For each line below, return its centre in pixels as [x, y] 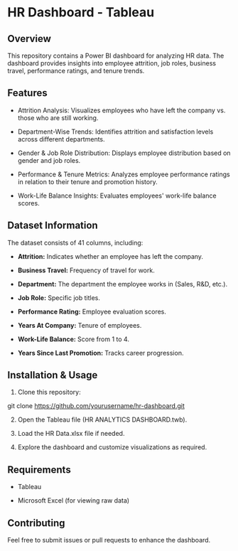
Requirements [39, 470]
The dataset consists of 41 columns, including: [75, 242]
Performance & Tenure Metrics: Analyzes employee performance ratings [124, 174]
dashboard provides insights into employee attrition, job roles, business [112, 63]
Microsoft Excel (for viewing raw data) [74, 501]
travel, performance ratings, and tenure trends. [76, 71]
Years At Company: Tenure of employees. [80, 325]
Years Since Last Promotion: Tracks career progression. [101, 353]
